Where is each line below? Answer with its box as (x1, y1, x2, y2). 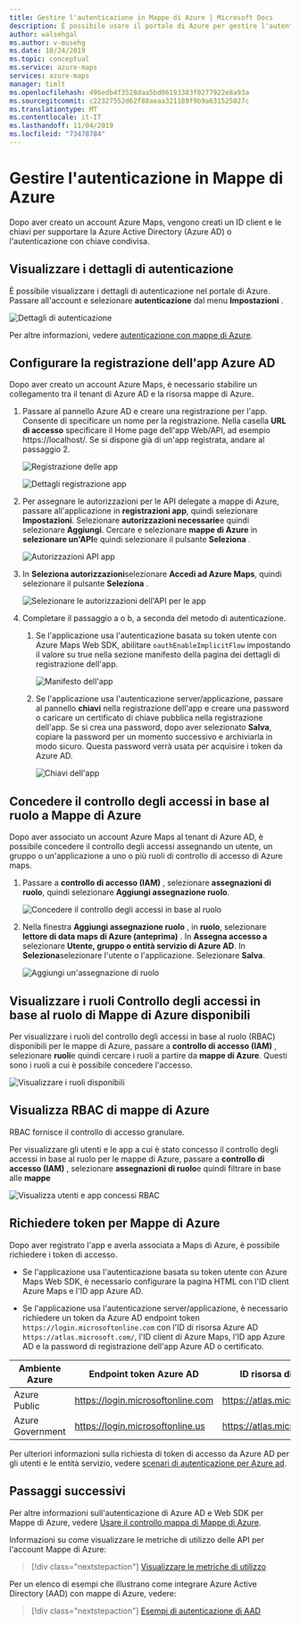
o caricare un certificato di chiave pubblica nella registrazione (35, 712, 263, 723)
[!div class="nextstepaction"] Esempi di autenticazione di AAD (30, 1605, 262, 1616)
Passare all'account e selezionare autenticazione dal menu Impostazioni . (9, 294, 284, 305)
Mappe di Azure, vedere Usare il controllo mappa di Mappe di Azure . (9, 1517, 262, 1527)
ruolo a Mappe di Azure (9, 807, 142, 823)
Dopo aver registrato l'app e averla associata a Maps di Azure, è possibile (9, 1239, 280, 1250)
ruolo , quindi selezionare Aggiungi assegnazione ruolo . (21, 887, 230, 898)
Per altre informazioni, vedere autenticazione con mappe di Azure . (9, 329, 254, 340)
